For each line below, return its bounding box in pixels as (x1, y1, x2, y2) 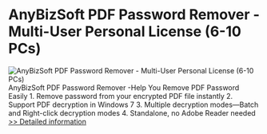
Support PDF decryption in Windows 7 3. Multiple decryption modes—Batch (8, 100, 259, 109)
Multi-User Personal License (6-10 (8, 22, 241, 41)
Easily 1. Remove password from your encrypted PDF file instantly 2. (8, 91, 233, 100)
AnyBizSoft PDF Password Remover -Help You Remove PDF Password (8, 82, 240, 93)
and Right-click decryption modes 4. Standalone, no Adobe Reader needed (8, 108, 256, 117)
